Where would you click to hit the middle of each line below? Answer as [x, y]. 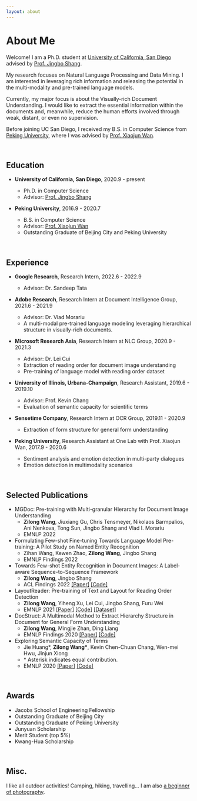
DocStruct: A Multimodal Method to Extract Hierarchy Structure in [94, 616]
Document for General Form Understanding [67, 622]
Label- [172, 566]
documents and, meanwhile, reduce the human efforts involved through [93, 111]
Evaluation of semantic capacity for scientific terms [86, 407]
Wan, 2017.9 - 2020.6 [40, 447]
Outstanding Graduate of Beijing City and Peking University [95, 232]
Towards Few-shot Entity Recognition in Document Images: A [89, 566]
